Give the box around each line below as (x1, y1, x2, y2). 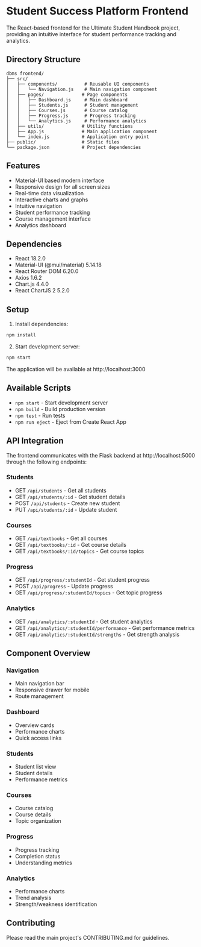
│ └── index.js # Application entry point (6, 134, 149, 140)
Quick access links (14, 734, 62, 741)
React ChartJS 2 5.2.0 (14, 287, 70, 294)
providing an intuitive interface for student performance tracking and (6, 30, 176, 37)
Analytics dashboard (14, 221, 67, 228)
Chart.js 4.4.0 (14, 280, 49, 288)
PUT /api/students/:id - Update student (14, 506, 117, 513)
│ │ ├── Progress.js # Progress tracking (6, 113, 136, 119)
